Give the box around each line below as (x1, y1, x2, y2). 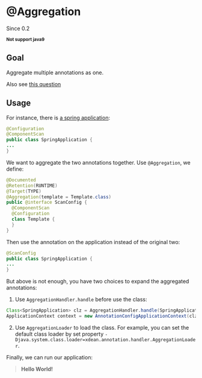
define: (6, 165, 24, 172)
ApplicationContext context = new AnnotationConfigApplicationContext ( (6, 313, 189, 320)
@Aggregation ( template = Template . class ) (6, 194, 112, 200)
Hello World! (20, 365, 53, 373)
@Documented (6, 177, 36, 183)
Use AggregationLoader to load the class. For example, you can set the (14, 324, 189, 331)
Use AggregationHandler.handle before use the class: (14, 296, 147, 303)
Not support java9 (6, 36, 45, 42)
